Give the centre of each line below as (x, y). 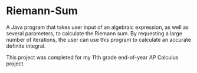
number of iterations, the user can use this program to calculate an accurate (99, 39)
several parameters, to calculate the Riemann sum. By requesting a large (94, 33)
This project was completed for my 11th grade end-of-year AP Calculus (92, 57)
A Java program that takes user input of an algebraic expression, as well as (97, 27)
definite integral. (26, 46)
